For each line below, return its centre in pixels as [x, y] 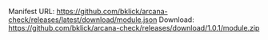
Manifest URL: [32, 11]
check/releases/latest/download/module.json [83, 20]
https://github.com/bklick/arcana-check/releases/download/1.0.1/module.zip [134, 28]
